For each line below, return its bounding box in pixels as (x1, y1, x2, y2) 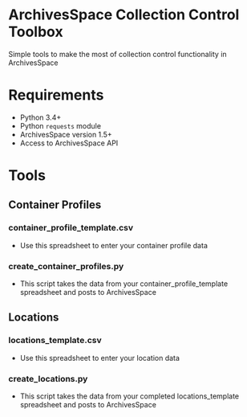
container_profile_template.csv (8, 223, 134, 234)
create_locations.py (8, 373, 88, 384)
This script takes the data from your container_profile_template (19, 279, 229, 288)
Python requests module (19, 121, 102, 130)
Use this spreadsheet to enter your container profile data (19, 240, 209, 250)
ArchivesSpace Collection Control (8, 6, 240, 24)
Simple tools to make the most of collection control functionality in (8, 49, 227, 59)
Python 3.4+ (19, 112, 62, 122)
